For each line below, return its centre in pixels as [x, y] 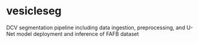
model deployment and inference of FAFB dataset [78, 33]
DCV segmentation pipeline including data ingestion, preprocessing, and [96, 27]
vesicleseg [34, 11]
